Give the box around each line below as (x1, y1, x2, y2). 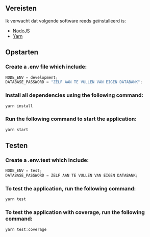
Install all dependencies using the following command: (5, 92, 144, 99)
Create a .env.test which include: (5, 156, 89, 163)
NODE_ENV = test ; (5, 168, 42, 174)
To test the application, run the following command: (5, 185, 136, 192)
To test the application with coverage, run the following (5, 209, 145, 216)
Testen (5, 141, 28, 150)
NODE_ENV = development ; (5, 75, 58, 80)
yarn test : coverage (5, 227, 47, 232)
